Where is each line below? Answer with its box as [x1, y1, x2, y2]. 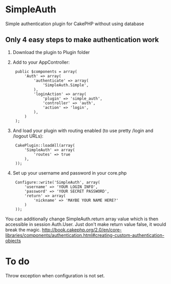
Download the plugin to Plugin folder [12, 49, 90, 55]
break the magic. [5, 226, 41, 233]
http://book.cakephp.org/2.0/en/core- [41, 226, 122, 233]
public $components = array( [15, 69, 78, 74]
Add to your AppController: [12, 59, 70, 65]
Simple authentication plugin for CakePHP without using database [5, 21, 144, 27]
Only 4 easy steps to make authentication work [5, 35, 159, 44]
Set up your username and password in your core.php [12, 169, 127, 176]
